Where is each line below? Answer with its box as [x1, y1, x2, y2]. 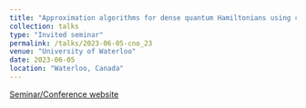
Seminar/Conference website [9, 88, 119, 100]
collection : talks [9, 22, 79, 31]
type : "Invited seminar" [9, 30, 104, 39]
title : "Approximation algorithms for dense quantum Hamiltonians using [9, 13, 291, 23]
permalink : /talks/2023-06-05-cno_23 [9, 38, 153, 48]
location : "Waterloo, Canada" [9, 64, 125, 74]
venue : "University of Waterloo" [9, 47, 137, 56]
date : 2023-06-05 [9, 55, 76, 64]
